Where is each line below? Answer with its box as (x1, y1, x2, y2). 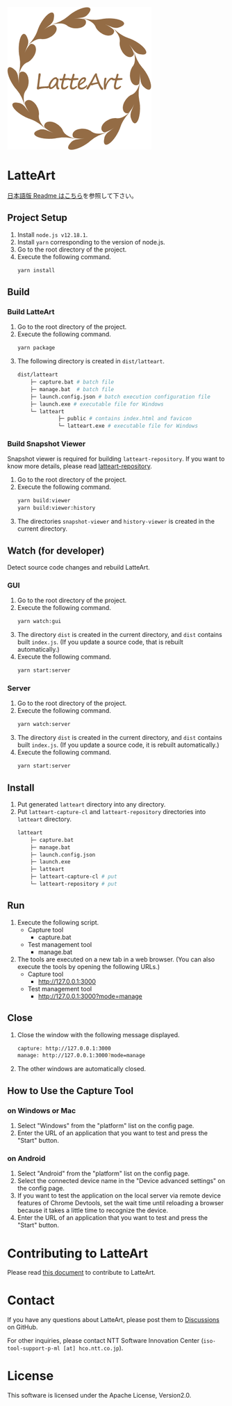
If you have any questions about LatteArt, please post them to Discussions (7, 1316, 220, 1324)
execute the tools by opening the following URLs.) (17, 962, 160, 970)
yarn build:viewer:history (17, 504, 96, 512)
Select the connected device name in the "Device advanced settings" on (17, 1177, 226, 1185)
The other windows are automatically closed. (17, 1065, 147, 1073)
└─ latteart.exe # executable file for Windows (58, 422, 199, 430)
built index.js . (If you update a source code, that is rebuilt (17, 638, 184, 646)
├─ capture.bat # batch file (30, 379, 115, 386)
